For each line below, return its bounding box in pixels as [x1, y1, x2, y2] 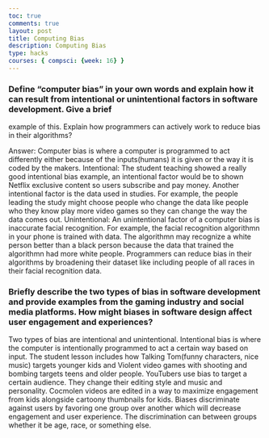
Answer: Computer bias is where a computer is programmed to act [8, 146, 230, 156]
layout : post [8, 27, 53, 35]
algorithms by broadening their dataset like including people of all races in [8, 257, 255, 267]
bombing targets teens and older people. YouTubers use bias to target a [8, 369, 248, 379]
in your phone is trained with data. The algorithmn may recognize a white [8, 232, 252, 242]
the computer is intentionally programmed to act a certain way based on [8, 344, 249, 353]
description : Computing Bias [8, 42, 107, 50]
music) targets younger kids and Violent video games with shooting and [8, 361, 248, 370]
